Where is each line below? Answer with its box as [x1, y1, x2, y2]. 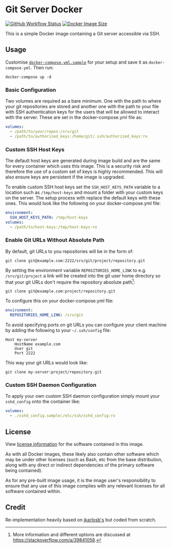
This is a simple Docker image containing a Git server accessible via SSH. [5, 30, 160, 36]
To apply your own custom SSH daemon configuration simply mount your [5, 393, 160, 399]
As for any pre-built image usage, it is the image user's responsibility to [5, 477, 156, 483]
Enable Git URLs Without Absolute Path [5, 237, 105, 244]
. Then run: [30, 64, 54, 70]
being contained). [5, 467, 42, 474]
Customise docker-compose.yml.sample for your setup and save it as [5, 59, 148, 65]
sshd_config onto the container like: [5, 399, 80, 405]
